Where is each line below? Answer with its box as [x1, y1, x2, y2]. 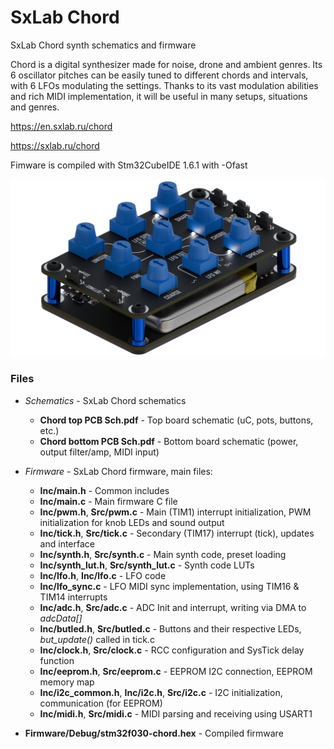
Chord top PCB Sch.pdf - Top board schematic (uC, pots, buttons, [39, 414, 314, 426]
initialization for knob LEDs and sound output [39, 516, 225, 528]
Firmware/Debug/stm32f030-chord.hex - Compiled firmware [24, 727, 284, 739]
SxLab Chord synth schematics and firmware [10, 39, 197, 51]
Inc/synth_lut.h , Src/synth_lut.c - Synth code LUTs [39, 559, 255, 571]
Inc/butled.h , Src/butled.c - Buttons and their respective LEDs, [39, 622, 302, 635]
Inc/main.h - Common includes [39, 484, 170, 496]
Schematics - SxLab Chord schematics [24, 394, 187, 406]
